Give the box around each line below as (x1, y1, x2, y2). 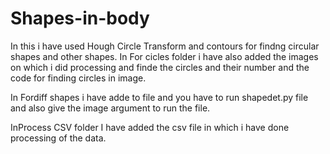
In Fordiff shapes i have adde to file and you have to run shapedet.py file (10, 91, 309, 103)
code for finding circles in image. (10, 72, 147, 84)
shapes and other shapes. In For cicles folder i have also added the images (10, 50, 319, 62)
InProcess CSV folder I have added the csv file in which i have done (10, 121, 290, 133)
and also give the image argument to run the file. (10, 102, 211, 114)
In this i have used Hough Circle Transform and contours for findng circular (10, 40, 320, 52)
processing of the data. (10, 132, 107, 144)
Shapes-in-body (10, 7, 150, 30)
